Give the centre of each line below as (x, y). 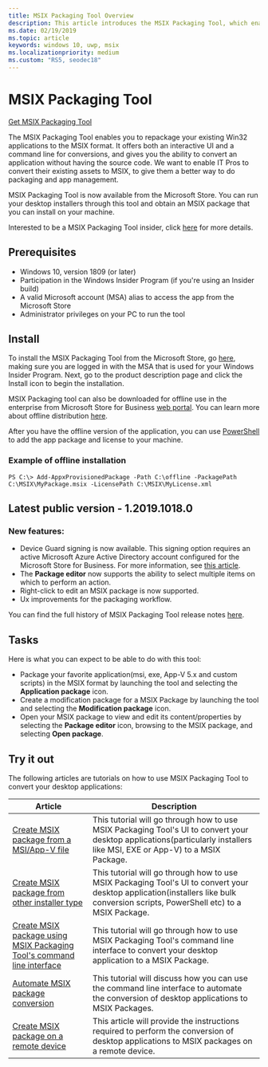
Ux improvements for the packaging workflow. (96, 600)
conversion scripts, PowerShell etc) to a (167, 903)
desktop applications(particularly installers (172, 840)
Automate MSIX (41, 983)
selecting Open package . (61, 734)
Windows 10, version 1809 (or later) (78, 271)
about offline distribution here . (58, 416)
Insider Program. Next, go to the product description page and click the (126, 375)
